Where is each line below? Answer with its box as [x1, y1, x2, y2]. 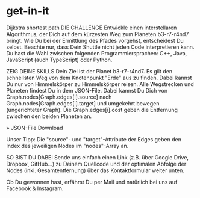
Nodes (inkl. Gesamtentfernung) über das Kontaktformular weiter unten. [6, 167, 185, 174]
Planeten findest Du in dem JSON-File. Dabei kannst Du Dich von [6, 87, 167, 94]
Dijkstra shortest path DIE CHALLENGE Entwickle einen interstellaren [6, 24, 177, 31]
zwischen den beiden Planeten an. [6, 113, 92, 120]
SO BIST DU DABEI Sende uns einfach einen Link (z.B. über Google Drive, [6, 153, 189, 161]
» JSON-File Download [6, 124, 63, 131]
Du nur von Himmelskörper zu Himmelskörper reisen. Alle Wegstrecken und [6, 80, 194, 88]
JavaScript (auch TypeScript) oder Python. [6, 56, 113, 63]
